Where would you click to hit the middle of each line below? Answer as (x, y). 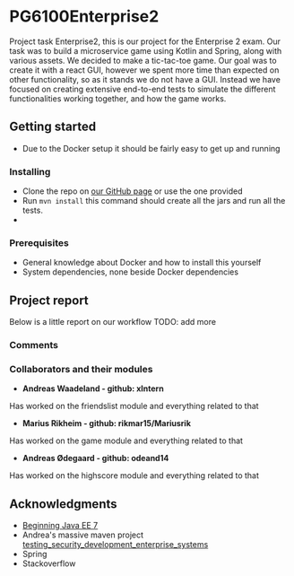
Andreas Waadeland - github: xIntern (93, 388)
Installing (30, 171)
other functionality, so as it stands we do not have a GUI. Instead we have (145, 79)
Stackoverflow (49, 563)
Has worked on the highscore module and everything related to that (134, 476)
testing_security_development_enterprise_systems (115, 545)
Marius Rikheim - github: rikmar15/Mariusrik (106, 423)
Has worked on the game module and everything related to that (126, 441)
